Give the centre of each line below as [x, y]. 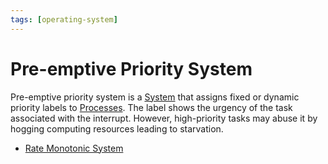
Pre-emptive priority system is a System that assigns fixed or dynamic [155, 97]
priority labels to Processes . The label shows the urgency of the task [151, 107]
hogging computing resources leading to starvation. [117, 128]
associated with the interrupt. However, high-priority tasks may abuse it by [164, 118]
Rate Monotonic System [74, 148]
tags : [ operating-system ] [64, 19]
